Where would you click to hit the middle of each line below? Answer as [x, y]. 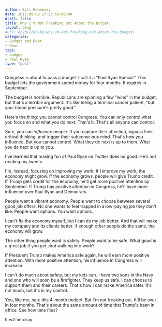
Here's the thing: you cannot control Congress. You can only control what [78, 117]
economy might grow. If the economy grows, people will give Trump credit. [80, 176]
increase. [14, 266]
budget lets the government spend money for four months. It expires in [76, 83]
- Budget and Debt [23, 41]
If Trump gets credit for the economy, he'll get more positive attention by [77, 181]
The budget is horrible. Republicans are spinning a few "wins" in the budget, [81, 97]
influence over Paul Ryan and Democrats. [46, 192]
